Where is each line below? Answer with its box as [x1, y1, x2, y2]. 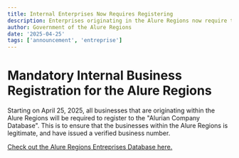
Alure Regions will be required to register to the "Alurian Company [7, 114, 201, 122]
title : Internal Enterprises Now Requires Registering [7, 10, 174, 18]
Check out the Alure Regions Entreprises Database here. [7, 143, 173, 152]
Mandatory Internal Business [7, 68, 183, 84]
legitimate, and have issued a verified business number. [7, 129, 171, 137]
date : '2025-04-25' [7, 30, 65, 38]
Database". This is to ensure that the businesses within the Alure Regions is [7, 122, 228, 130]
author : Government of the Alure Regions [7, 23, 132, 31]
